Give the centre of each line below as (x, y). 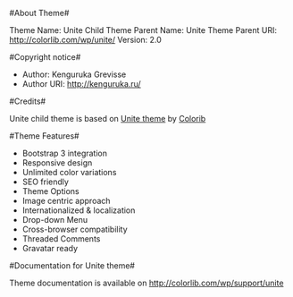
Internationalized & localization (79, 210)
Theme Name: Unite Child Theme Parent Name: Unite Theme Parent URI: (143, 30)
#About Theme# (39, 13)
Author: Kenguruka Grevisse (74, 74)
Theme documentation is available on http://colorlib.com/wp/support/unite (146, 283)
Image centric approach (66, 201)
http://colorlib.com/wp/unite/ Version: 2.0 (86, 40)
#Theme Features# (44, 136)
